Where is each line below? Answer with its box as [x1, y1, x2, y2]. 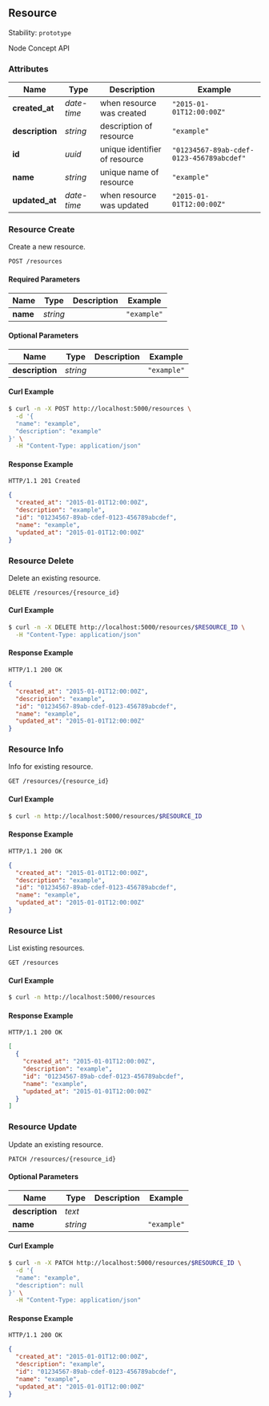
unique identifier [99, 144, 162, 155]
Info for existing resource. [8, 762, 94, 772]
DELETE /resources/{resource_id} [8, 589, 120, 597]
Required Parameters [8, 274, 81, 284]
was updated [99, 200, 150, 211]
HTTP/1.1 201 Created [8, 477, 81, 485]
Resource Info [8, 744, 64, 755]
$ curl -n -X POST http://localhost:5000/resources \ [8, 405, 192, 413]
